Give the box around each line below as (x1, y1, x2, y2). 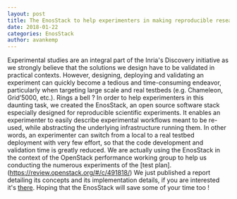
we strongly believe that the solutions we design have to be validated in (7, 64, 215, 72)
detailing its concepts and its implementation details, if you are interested (7, 176, 220, 184)
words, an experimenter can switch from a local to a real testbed (7, 131, 195, 140)
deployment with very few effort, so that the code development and (7, 138, 204, 147)
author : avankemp (7, 37, 59, 44)
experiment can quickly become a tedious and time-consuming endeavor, (7, 78, 222, 87)
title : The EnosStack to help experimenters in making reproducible (7, 17, 213, 24)
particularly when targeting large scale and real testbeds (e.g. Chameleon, (7, 86, 224, 95)
